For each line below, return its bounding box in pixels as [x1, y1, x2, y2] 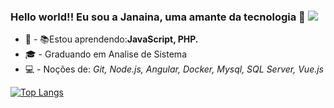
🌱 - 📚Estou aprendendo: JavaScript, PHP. [24, 33, 199, 45]
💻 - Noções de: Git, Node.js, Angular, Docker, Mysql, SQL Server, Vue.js [24, 63, 324, 75]
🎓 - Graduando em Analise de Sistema [24, 48, 187, 60]
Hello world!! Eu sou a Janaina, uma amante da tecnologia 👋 [10, 10, 306, 24]
